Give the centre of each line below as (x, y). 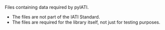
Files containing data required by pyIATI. (47, 7)
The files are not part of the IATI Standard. (56, 17)
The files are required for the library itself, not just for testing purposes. (86, 22)
